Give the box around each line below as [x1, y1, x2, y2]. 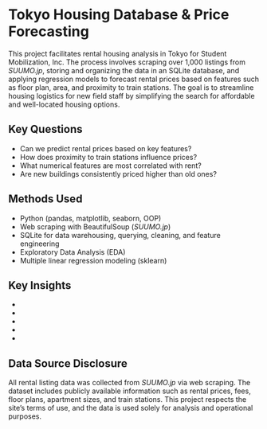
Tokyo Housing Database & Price [8, 6, 230, 24]
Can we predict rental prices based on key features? [19, 143, 192, 153]
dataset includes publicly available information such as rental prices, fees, [8, 386, 251, 396]
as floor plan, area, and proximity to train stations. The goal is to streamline [8, 82, 254, 92]
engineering [19, 239, 60, 248]
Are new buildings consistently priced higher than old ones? [19, 169, 218, 178]
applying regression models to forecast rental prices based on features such [8, 74, 260, 84]
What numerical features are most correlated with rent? [19, 161, 202, 170]
